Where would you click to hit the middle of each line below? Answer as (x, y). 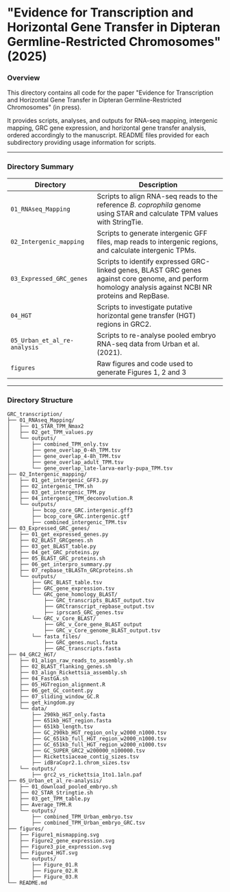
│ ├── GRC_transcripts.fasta (64, 649)
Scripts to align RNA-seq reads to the (157, 196)
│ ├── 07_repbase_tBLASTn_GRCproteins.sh (70, 571)
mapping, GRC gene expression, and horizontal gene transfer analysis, (107, 128)
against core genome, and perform (153, 278)
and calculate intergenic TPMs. (146, 250)
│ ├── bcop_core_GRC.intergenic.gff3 (70, 511)
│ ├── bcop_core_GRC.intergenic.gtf (68, 516)
